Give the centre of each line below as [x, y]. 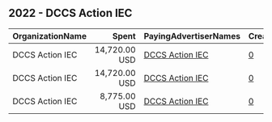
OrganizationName [50, 36]
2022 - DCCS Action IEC [70, 13]
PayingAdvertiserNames [192, 36]
